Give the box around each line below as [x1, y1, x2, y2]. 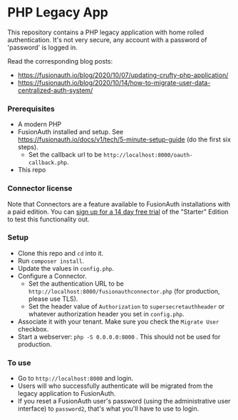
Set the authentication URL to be [28, 279, 124, 288]
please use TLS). [28, 294, 78, 303]
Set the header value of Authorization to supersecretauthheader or [28, 301, 225, 311]
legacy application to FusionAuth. [17, 389, 116, 398]
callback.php [28, 159, 68, 166]
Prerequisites [7, 104, 55, 114]
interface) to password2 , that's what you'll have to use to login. [17, 404, 200, 413]
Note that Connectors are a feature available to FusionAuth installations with [7, 199, 231, 208]
